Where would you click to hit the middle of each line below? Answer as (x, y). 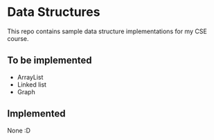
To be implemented (50, 61)
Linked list (32, 85)
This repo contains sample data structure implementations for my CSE (107, 31)
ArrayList (30, 77)
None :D (19, 130)
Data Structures (54, 12)
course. (18, 38)
